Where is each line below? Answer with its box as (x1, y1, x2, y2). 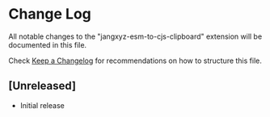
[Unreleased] (8, 79, 77, 93)
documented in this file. (8, 40, 87, 49)
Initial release (19, 100, 65, 110)
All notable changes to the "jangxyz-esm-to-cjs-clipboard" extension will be (8, 31, 263, 41)
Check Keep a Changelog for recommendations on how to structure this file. (8, 56, 263, 65)
